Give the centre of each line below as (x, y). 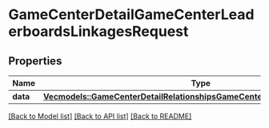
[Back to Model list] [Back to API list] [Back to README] (100, 116)
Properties (35, 61)
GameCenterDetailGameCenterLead (131, 15)
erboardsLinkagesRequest (98, 31)
